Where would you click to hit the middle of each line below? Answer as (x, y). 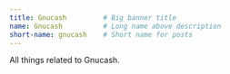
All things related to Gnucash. (65, 60)
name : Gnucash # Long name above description (115, 26)
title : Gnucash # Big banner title (93, 18)
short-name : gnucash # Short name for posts (101, 34)
